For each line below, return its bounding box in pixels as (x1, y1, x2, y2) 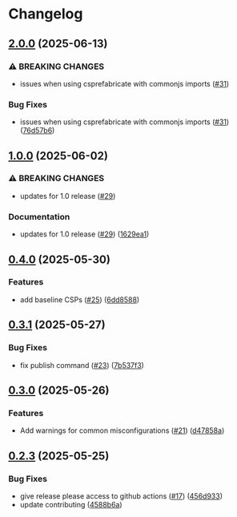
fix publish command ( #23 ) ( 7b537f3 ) (19, 360, 144, 370)
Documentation (8, 211, 70, 222)
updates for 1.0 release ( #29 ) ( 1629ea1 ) (19, 229, 150, 239)
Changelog (8, 5, 83, 23)
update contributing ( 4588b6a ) (19, 499, 123, 509)
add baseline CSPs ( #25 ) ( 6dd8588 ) (19, 294, 140, 305)
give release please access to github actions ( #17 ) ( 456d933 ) (19, 491, 223, 501)
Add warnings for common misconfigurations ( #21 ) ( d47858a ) (19, 426, 225, 435)
